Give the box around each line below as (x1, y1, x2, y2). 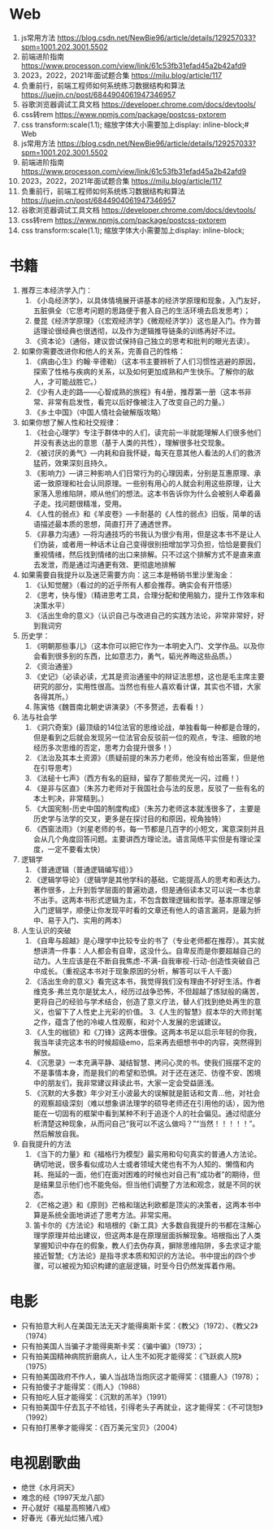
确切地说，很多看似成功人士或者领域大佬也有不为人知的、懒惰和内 (32, 1159, 254, 1169)
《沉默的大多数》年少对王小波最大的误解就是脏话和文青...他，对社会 (32, 1088, 261, 1098)
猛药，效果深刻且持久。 (32, 458, 112, 467)
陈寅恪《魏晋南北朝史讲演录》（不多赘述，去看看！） (32, 702, 208, 711)
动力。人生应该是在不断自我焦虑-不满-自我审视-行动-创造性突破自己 (32, 956, 261, 966)
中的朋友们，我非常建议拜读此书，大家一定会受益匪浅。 (32, 1078, 219, 1088)
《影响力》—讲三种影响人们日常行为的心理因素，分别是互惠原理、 (32, 468, 254, 478)
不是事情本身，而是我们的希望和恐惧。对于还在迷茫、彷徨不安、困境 (32, 1067, 262, 1077)
